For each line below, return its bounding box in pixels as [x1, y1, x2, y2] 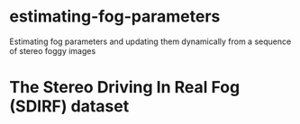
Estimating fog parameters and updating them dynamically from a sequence [9, 36, 292, 47]
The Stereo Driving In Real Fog [9, 77, 241, 98]
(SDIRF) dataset [9, 96, 130, 117]
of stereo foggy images [9, 45, 96, 56]
